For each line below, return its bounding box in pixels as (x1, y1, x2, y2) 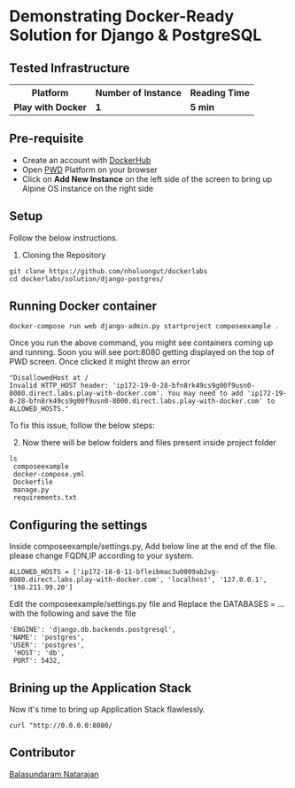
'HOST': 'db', (12, 649, 66, 658)
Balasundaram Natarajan (9, 768, 99, 779)
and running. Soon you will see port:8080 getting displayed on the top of (9, 347, 275, 358)
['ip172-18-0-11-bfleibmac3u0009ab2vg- (72, 568, 220, 577)
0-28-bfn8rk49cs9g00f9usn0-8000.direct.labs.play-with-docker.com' (9, 397, 264, 406)
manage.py (12, 485, 50, 494)
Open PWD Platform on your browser (21, 164, 158, 175)
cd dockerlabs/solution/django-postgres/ (9, 274, 165, 283)
